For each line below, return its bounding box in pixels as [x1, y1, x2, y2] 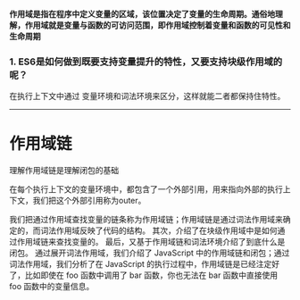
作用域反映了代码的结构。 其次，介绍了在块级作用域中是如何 [55, 225, 278, 236]
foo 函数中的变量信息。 [9, 281, 95, 292]
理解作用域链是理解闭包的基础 [9, 165, 119, 176]
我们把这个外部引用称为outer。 [32, 196, 146, 206]
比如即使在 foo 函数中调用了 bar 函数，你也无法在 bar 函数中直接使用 [24, 270, 279, 280]
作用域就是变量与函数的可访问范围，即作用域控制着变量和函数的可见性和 [24, 20, 291, 30]
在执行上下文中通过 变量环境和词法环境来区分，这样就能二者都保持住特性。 [9, 91, 286, 102]
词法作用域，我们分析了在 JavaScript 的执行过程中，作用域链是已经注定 [9, 259, 272, 270]
